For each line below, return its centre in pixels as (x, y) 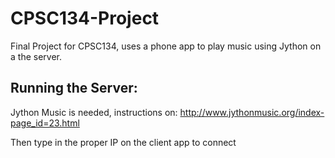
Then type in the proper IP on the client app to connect (123, 142)
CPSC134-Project (85, 18)
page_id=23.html (45, 123)
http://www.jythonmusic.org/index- (252, 112)
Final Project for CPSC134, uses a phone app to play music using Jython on (166, 46)
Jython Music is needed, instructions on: (94, 112)
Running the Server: (74, 88)
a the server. (36, 56)
